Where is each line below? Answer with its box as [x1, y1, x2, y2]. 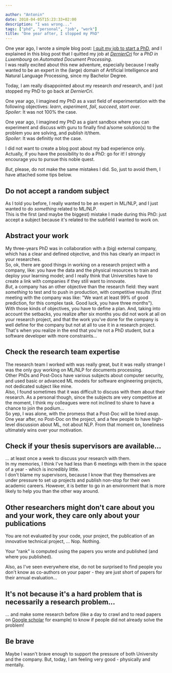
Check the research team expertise [5, 348, 120, 357]
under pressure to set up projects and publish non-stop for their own [5, 477, 150, 484]
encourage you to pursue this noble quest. [5, 156, 95, 163]
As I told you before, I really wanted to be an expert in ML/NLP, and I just [5, 200, 158, 206]
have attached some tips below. [5, 172, 73, 178]
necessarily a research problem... [5, 597, 115, 606]
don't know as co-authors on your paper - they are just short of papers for [5, 569, 162, 575]
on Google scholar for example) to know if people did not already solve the [5, 617, 163, 623]
